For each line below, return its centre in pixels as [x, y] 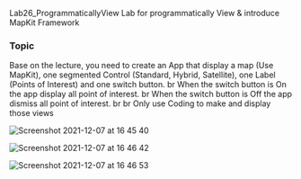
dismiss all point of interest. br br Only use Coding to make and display [140, 103]
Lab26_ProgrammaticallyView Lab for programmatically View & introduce [145, 13]
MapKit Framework [44, 22]
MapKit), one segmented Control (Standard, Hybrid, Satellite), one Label [142, 75]
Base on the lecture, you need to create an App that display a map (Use [142, 66]
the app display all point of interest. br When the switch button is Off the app [151, 94]
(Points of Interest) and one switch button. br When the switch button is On [148, 85]
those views [31, 113]
